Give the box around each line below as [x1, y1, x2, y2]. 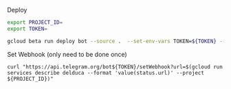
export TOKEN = [7, 25, 48, 32]
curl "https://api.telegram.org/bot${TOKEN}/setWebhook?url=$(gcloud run [7, 63, 223, 71]
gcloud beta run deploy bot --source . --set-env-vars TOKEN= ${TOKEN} [7, 38, 217, 44]
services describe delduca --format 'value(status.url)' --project [7, 69, 205, 76]
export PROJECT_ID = [7, 19, 63, 26]
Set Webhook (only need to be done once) [7, 50, 127, 58]
